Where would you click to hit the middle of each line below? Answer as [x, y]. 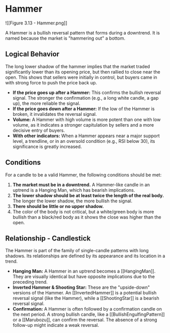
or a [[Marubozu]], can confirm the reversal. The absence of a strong [85, 320]
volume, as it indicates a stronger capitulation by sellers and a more [83, 125]
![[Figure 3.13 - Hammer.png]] [36, 23]
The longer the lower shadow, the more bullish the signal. [73, 201]
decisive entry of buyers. [39, 130]
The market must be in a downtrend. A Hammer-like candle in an [81, 185]
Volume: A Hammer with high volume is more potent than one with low [87, 119]
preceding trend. [30, 282]
